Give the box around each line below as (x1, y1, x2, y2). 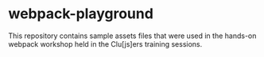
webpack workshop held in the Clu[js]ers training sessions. (8, 39, 203, 48)
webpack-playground (8, 5, 153, 23)
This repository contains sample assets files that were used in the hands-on (8, 31, 257, 40)
